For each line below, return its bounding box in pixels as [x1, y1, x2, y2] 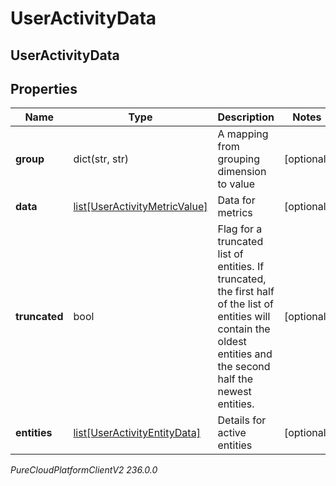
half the [217, 372, 254, 386]
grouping [217, 152, 261, 166]
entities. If [217, 260, 265, 274]
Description [217, 110, 275, 124]
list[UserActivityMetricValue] [73, 200, 208, 214]
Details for [217, 413, 267, 427]
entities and [217, 347, 273, 361]
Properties [10, 80, 78, 97]
